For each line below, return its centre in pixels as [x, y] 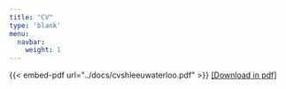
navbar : [31, 42]
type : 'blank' [35, 26]
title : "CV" [31, 17]
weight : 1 [43, 50]
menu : [19, 33]
